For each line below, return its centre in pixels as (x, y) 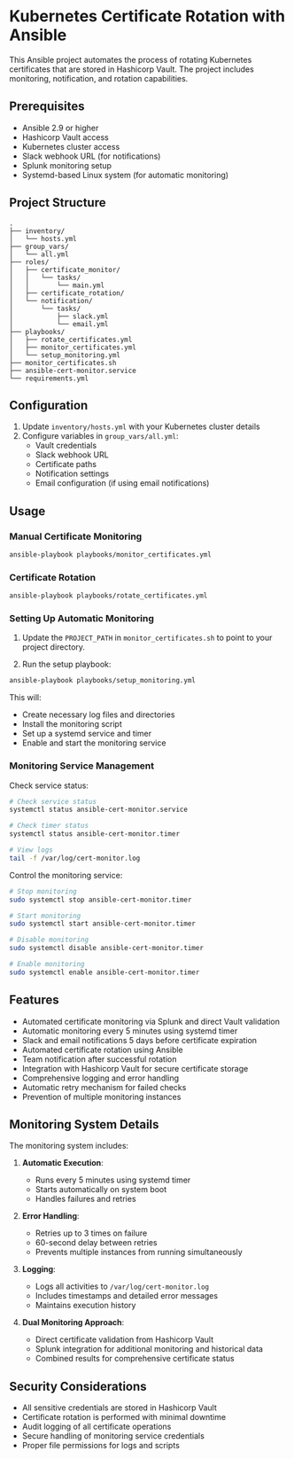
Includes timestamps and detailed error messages (127, 1296)
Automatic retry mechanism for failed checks (104, 1087)
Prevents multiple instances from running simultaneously (139, 1252)
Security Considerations (78, 1386)
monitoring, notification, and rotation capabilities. (99, 78)
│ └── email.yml (59, 324)
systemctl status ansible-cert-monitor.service (99, 810)
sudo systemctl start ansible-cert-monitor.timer (103, 924)
